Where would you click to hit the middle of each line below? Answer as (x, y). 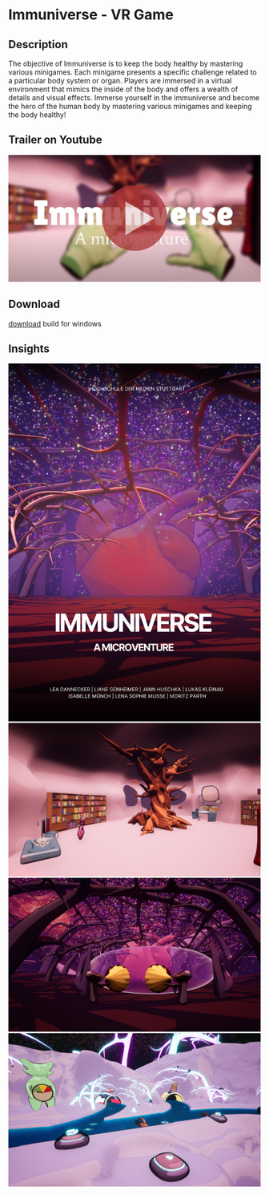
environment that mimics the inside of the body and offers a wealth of (123, 89)
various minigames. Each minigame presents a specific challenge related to (133, 72)
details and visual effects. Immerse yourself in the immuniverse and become (134, 97)
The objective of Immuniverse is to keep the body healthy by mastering (126, 63)
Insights (29, 349)
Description (38, 45)
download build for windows (55, 323)
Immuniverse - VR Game (91, 15)
